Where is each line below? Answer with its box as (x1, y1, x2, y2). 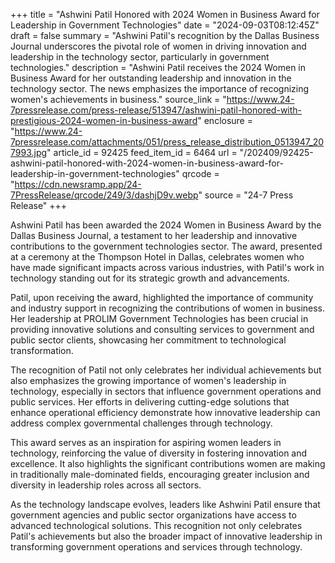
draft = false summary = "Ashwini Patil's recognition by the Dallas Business (10, 30, 320, 41)
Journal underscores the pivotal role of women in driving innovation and (10, 40, 307, 52)
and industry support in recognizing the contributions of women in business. (10, 302, 326, 314)
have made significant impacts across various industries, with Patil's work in (10, 262, 325, 273)
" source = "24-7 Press (198, 189, 294, 201)
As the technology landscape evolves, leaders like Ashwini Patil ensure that (10, 499, 321, 510)
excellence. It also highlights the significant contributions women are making (10, 458, 326, 469)
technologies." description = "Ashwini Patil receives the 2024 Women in (10, 62, 307, 73)
